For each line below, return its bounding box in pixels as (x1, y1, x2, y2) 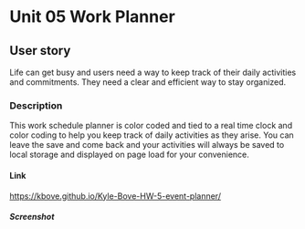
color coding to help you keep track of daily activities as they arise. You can (9, 130, 294, 141)
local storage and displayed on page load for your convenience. (9, 149, 249, 161)
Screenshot (9, 212, 55, 223)
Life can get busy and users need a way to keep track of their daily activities (9, 67, 297, 78)
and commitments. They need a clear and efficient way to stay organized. (9, 77, 287, 88)
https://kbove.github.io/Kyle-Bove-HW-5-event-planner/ (9, 190, 222, 202)
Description (9, 99, 63, 111)
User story (9, 43, 71, 58)
